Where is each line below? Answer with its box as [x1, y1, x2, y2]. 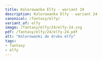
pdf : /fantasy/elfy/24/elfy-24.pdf [5, 30, 78, 34]
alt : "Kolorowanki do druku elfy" [5, 34, 76, 39]
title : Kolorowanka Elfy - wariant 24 [5, 7, 84, 12]
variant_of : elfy [5, 20, 41, 26]
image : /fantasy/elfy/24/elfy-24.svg [5, 25, 82, 30]
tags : [5, 39, 16, 44]
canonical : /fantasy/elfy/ [5, 16, 60, 21]
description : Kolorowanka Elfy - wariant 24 [5, 12, 98, 16]
